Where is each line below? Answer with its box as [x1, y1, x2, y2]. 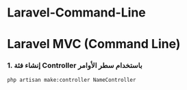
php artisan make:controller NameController [7, 76, 136, 83]
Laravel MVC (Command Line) [7, 36, 181, 52]
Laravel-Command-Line [7, 5, 146, 21]
